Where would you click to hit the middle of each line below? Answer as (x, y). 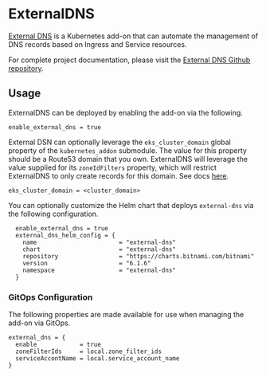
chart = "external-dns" (100, 249)
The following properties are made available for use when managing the (126, 315)
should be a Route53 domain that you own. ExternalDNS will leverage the (128, 159)
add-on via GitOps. (39, 323)
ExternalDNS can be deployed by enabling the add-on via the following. (125, 112)
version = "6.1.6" (87, 263)
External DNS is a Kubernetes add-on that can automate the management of (133, 36)
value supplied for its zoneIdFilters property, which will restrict (113, 167)
